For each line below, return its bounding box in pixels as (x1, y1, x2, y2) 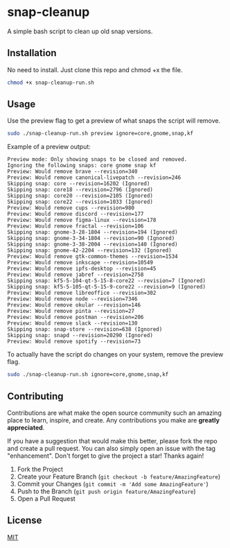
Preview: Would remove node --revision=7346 (7, 296, 138, 302)
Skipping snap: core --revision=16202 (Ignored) (7, 180, 150, 187)
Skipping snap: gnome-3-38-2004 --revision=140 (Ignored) (7, 241, 178, 248)
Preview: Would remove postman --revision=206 (7, 314, 144, 321)
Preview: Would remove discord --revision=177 (7, 211, 144, 218)
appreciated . (7, 424, 45, 431)
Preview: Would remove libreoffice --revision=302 (7, 289, 157, 297)
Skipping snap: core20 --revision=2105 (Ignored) (7, 192, 154, 200)
